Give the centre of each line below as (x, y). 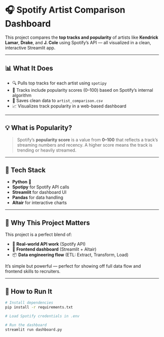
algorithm (22, 95)
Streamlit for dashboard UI (39, 192)
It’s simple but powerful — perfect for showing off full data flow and (73, 266)
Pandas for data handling (38, 198)
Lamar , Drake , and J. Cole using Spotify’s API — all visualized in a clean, (78, 42)
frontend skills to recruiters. (33, 271)
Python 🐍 (22, 182)
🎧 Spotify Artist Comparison (65, 10)
